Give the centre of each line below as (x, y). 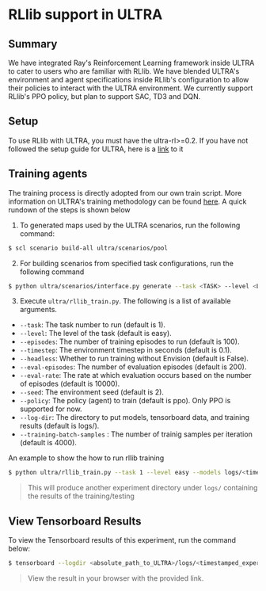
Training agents (48, 174)
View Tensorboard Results (75, 521)
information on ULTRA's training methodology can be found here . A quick (127, 201)
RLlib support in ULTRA (85, 15)
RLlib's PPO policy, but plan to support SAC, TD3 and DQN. (104, 96)
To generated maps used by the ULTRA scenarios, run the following (130, 225)
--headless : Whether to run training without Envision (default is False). (134, 359)
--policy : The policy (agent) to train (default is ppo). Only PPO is (125, 401)
